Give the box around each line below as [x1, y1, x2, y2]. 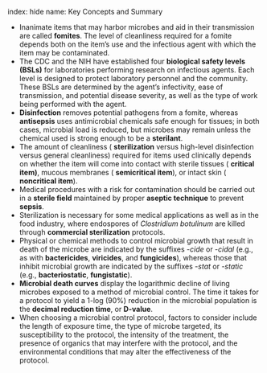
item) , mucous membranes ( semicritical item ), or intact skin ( [18, 168, 227, 177]
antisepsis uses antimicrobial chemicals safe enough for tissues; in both [18, 117, 260, 125]
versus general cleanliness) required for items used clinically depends [18, 150, 252, 160]
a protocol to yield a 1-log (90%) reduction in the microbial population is [18, 296, 257, 305]
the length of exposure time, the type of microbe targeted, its [18, 322, 222, 330]
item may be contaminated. [18, 48, 110, 57]
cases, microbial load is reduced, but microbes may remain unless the [18, 125, 251, 134]
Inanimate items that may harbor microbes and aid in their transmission [18, 23, 255, 31]
